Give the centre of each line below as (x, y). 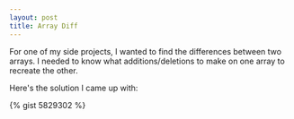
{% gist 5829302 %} (48, 105)
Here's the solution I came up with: (74, 88)
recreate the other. (44, 70)
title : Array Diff (44, 26)
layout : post (34, 17)
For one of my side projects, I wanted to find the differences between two (145, 51)
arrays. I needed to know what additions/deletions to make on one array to (147, 61)
